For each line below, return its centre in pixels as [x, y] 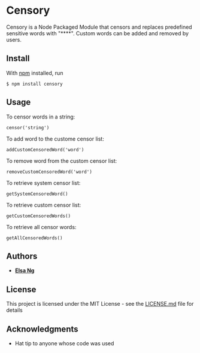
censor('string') [28, 127]
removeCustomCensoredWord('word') [49, 172]
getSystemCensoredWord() [37, 194]
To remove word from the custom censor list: [62, 161]
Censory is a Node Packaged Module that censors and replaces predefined [99, 27]
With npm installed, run [35, 73]
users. [14, 39]
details [14, 310]
